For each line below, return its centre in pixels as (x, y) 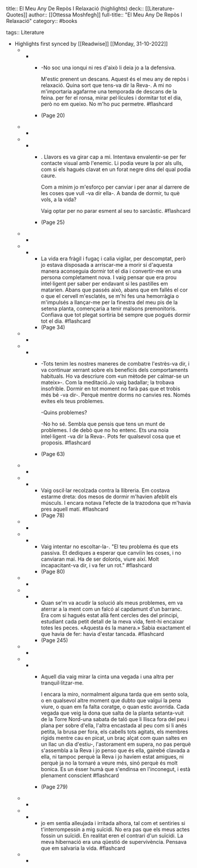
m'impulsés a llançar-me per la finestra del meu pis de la (109, 302)
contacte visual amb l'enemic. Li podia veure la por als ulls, (112, 163)
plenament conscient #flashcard (80, 775)
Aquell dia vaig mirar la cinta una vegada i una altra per (107, 676)
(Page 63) (53, 454)
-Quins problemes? (64, 413)
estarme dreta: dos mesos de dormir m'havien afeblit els (109, 497)
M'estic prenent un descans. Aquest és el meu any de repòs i (115, 79)
